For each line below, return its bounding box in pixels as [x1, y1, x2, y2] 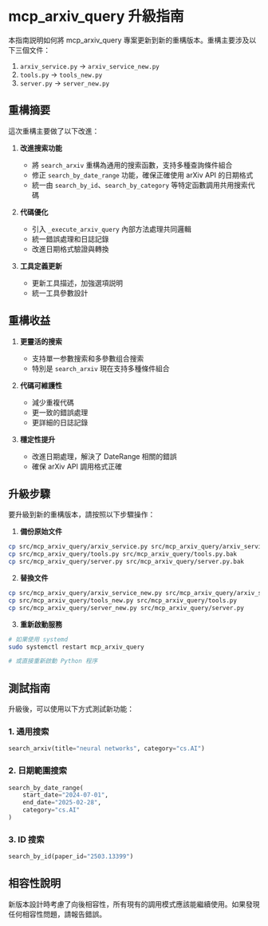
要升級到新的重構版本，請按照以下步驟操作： [8, 509, 156, 520]
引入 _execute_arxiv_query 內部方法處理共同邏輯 [31, 224, 191, 233]
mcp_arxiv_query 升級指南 [8, 7, 184, 26]
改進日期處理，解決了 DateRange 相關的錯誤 [31, 451, 177, 461]
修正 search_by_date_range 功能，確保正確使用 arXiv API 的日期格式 [31, 170, 254, 180]
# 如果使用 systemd [8, 635, 69, 644]
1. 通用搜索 [8, 725, 49, 736]
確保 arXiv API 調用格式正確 [31, 461, 122, 471]
